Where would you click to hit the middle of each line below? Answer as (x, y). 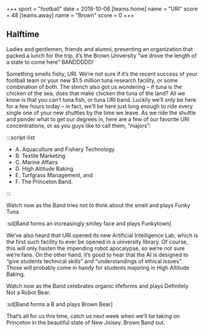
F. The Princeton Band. (44, 182)
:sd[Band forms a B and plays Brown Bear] (60, 304)
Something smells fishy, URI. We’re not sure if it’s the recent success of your (102, 74)
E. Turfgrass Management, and (54, 175)
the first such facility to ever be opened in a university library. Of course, (97, 242)
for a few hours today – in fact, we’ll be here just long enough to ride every (100, 106)
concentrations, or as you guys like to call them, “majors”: (79, 125)
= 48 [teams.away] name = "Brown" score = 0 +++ (70, 15)
